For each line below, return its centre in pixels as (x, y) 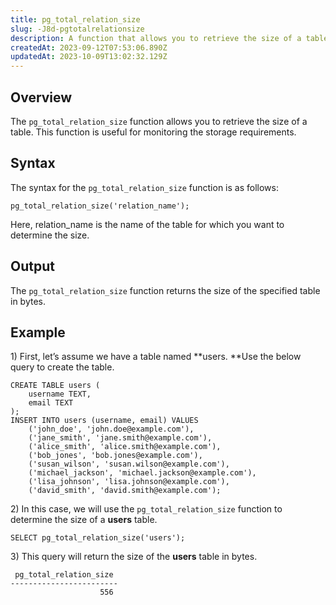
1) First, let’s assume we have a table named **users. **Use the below (156, 357)
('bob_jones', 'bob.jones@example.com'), (115, 456)
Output (32, 266)
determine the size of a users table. (84, 520)
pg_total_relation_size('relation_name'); (100, 206)
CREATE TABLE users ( (55, 386)
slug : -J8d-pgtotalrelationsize (77, 29)
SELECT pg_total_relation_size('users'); (98, 538)
